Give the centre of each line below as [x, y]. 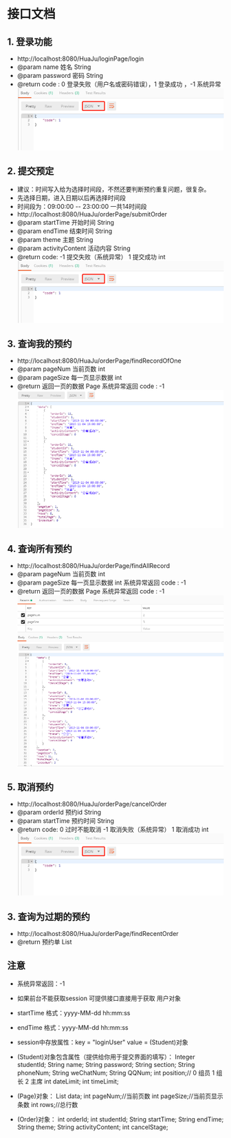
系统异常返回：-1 [41, 984]
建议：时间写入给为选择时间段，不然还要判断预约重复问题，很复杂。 [113, 189]
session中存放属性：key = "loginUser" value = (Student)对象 [102, 1042]
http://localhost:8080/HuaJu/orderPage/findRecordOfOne [99, 361]
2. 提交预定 [31, 171]
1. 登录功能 [30, 42]
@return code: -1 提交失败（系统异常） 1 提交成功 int [91, 256]
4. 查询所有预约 [40, 549]
